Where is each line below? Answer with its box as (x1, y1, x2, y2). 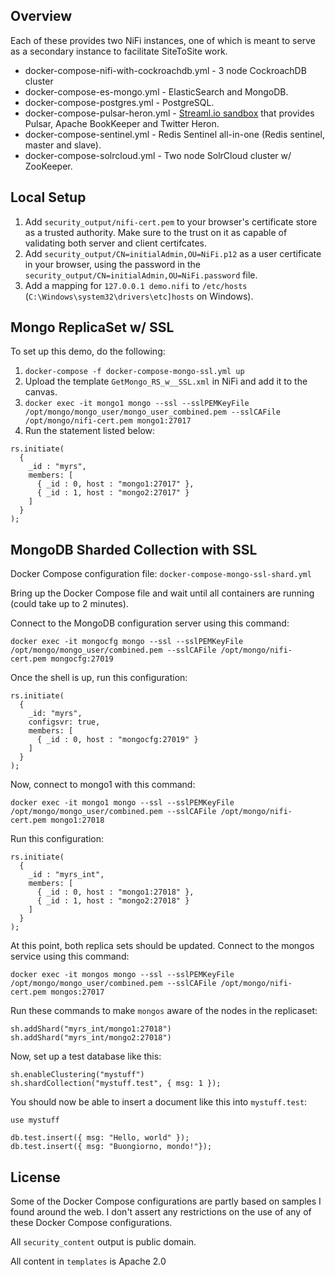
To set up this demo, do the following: (10, 345, 166, 358)
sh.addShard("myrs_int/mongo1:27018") (10, 1024, 172, 1034)
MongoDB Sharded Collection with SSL (10, 541, 258, 558)
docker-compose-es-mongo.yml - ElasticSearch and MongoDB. (24, 85, 289, 98)
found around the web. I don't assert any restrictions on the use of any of (10, 1206, 312, 1218)
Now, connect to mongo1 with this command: (10, 779, 196, 791)
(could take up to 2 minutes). (10, 598, 129, 610)
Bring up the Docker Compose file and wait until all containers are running (10, 587, 315, 599)
